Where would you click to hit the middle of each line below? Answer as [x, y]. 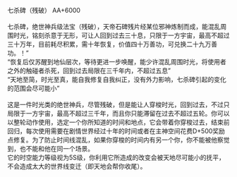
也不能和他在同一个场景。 [56, 148]
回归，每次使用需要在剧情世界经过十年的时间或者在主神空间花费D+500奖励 [116, 131]
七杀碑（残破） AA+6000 [44, 10]
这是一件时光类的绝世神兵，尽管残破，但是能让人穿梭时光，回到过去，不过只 [119, 104]
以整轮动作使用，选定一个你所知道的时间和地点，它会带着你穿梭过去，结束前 [119, 122]
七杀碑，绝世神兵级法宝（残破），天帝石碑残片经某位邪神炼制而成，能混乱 [114, 26]
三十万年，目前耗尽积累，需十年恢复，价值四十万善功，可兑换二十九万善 [112, 44]
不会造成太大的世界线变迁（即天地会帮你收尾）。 [77, 166]
